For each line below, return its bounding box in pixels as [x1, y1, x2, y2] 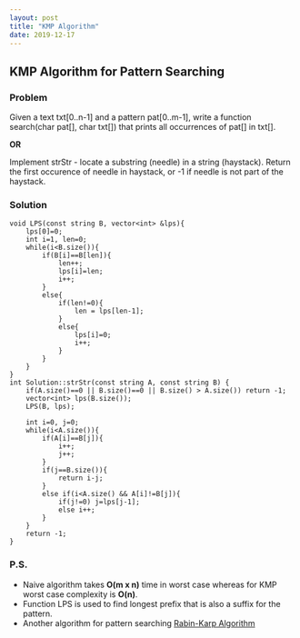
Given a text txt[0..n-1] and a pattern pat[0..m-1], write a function [9, 112, 252, 123]
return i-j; [57, 474, 104, 483]
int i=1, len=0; [25, 235, 88, 244]
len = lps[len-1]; [74, 306, 145, 316]
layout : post [9, 13, 59, 23]
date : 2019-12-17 [9, 30, 75, 39]
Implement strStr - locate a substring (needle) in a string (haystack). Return [9, 156, 291, 168]
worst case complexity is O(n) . [22, 588, 138, 600]
